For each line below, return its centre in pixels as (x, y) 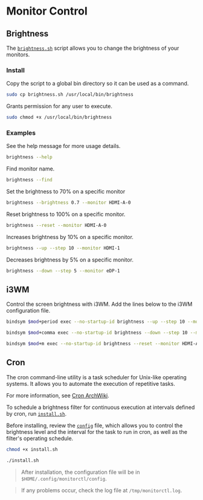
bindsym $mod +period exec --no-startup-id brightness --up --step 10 (96, 322)
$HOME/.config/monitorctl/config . (64, 478)
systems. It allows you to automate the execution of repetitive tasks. (91, 383)
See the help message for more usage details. (63, 146)
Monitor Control (47, 11)
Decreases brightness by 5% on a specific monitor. (70, 260)
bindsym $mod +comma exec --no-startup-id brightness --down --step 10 (97, 333)
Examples (21, 133)
